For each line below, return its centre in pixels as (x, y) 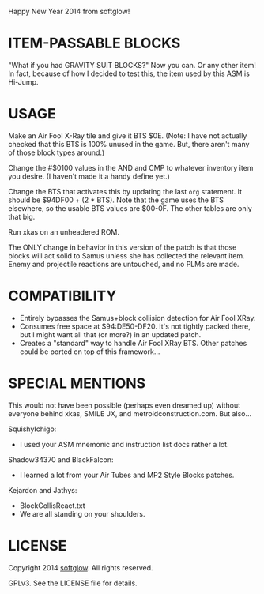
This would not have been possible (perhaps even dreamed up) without (124, 405)
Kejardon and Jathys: (43, 490)
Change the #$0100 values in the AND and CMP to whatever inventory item (131, 167)
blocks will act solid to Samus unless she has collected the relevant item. (126, 255)
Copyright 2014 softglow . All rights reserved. (81, 567)
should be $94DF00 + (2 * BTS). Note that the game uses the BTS (116, 200)
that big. (22, 216)
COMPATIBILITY (62, 296)
